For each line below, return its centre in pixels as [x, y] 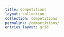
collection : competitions [31, 18]
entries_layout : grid [27, 27]
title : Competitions [26, 9]
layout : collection [25, 14]
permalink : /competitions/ [32, 23]
